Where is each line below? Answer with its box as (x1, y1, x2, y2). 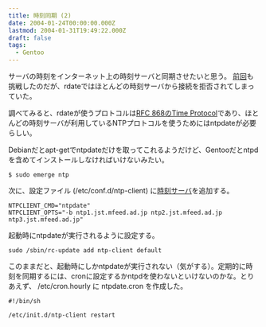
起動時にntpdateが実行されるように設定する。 (8, 231, 159, 239)
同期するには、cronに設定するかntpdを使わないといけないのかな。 (22, 271, 241, 281)
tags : (8, 41, 26, 49)
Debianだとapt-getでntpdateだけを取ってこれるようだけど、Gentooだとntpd (8, 145, 259, 154)
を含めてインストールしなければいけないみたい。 (8, 155, 169, 164)
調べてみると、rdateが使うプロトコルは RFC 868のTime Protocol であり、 (8, 108, 245, 118)
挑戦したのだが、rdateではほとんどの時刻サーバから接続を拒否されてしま (8, 81, 248, 91)
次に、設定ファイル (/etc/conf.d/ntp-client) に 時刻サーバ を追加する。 (8, 186, 234, 195)
